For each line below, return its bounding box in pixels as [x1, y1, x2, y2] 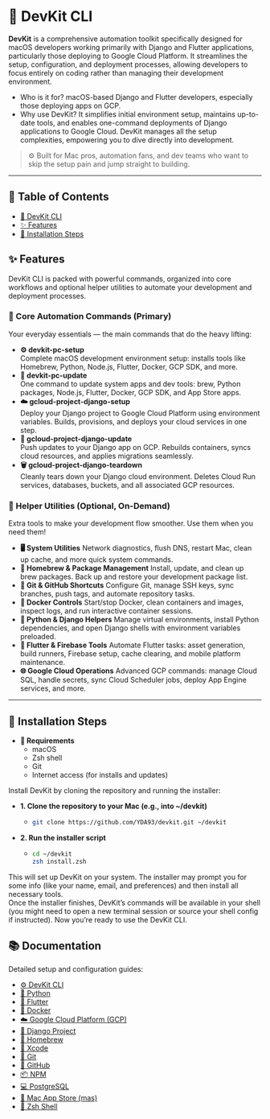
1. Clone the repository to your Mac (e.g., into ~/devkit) [19, 801, 207, 811]
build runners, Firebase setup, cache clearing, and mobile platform [19, 649, 241, 659]
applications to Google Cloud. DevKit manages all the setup [19, 126, 217, 136]
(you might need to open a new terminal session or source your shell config [8, 906, 259, 916]
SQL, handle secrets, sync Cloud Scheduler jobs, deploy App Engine [19, 675, 247, 685]
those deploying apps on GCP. [19, 101, 121, 110]
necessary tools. [8, 889, 63, 898]
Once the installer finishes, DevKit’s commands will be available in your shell [8, 898, 261, 907]
